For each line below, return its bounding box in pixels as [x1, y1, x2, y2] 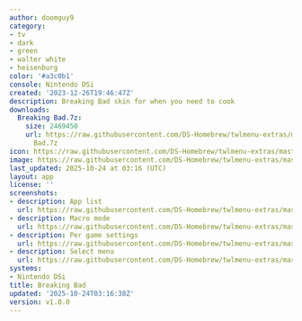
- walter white [9, 55, 67, 64]
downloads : [9, 105, 50, 114]
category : [9, 22, 47, 31]
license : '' [9, 181, 54, 190]
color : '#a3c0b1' [9, 72, 75, 81]
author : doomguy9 [9, 13, 75, 22]
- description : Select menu [9, 247, 115, 256]
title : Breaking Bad [9, 281, 87, 290]
